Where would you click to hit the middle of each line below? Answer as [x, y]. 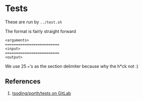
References [23, 81]
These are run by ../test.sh [33, 22]
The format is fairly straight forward [40, 31]
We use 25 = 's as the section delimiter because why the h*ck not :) [72, 66]
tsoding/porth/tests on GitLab [41, 93]
